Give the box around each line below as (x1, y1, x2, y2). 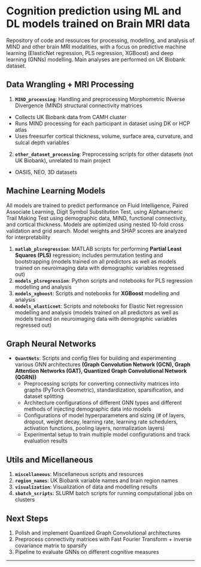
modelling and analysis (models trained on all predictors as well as (14, 308, 179, 316)
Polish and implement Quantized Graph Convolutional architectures (14, 529, 181, 536)
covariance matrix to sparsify (14, 542, 87, 549)
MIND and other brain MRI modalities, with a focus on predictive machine (6, 43, 187, 50)
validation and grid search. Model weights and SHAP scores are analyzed (6, 227, 187, 234)
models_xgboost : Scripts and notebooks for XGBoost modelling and (14, 289, 180, 297)
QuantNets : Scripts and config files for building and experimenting (14, 354, 176, 362)
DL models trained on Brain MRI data (6, 17, 190, 31)
